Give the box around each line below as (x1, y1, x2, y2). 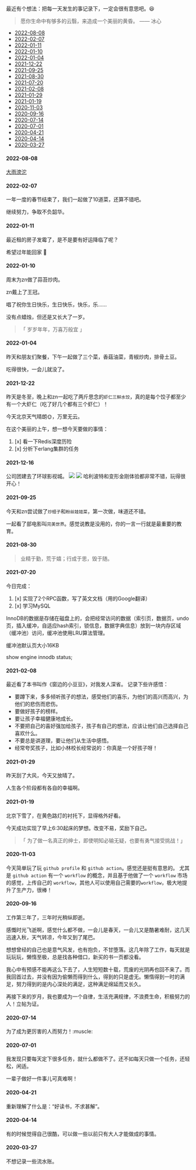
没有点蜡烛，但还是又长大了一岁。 (6, 313, 88, 320)
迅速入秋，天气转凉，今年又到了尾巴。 (6, 934, 98, 941)
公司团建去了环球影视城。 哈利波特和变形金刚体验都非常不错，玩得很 (6, 473, 185, 480)
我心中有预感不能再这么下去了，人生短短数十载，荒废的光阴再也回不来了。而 (6, 966, 190, 973)
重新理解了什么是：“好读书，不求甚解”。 (6, 1103, 103, 1110)
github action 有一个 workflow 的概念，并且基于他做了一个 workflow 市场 (12, 872, 188, 879)
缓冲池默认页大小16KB (6, 642, 60, 649)
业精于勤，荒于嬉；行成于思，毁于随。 (20, 555, 113, 562)
